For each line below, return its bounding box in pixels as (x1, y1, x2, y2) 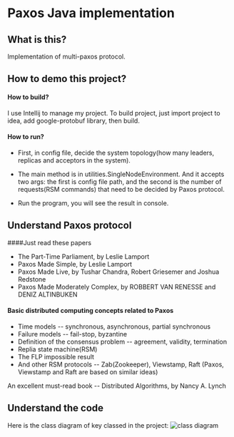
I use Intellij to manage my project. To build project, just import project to (7, 108, 220, 117)
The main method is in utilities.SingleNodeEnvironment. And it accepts (17, 170, 225, 178)
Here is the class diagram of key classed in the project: (7, 421, 169, 429)
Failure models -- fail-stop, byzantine (17, 329, 127, 338)
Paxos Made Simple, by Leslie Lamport (17, 259, 133, 268)
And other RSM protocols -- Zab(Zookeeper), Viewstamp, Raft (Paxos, (17, 360, 225, 369)
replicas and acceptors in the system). (17, 155, 131, 165)
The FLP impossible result (17, 352, 95, 361)
